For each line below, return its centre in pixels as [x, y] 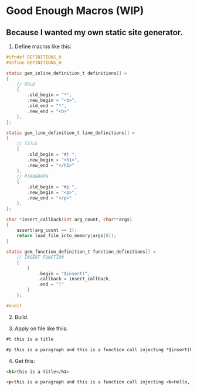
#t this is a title [30, 339]
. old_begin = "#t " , [52, 155]
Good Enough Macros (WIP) [75, 11]
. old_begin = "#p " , [52, 187]
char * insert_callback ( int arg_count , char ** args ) [69, 219]
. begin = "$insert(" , [64, 273]
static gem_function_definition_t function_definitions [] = [81, 252]
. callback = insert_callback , [74, 279]
